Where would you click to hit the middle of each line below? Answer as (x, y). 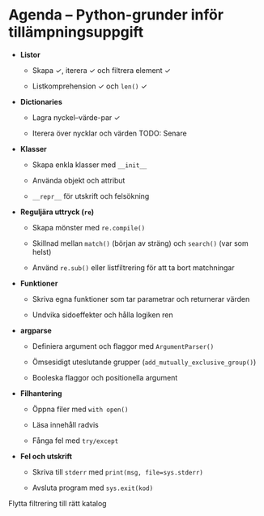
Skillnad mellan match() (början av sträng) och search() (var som (140, 243)
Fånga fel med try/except (75, 441)
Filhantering (41, 393)
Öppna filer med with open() (80, 409)
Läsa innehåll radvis (65, 424)
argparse (36, 330)
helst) (42, 252)
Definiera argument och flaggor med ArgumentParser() (123, 346)
